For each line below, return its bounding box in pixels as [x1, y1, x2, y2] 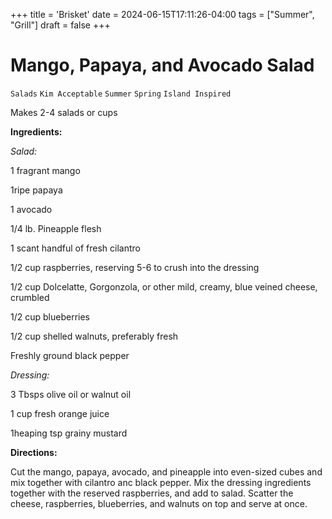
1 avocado [10, 203, 53, 215]
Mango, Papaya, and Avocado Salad [10, 54, 315, 77]
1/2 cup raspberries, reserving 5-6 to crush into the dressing [10, 261, 260, 273]
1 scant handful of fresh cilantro [10, 242, 142, 254]
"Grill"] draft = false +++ [10, 19, 111, 31]
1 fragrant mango [10, 164, 81, 176]
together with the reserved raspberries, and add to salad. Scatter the [10, 487, 294, 499]
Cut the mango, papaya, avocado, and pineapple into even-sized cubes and [10, 465, 323, 478]
